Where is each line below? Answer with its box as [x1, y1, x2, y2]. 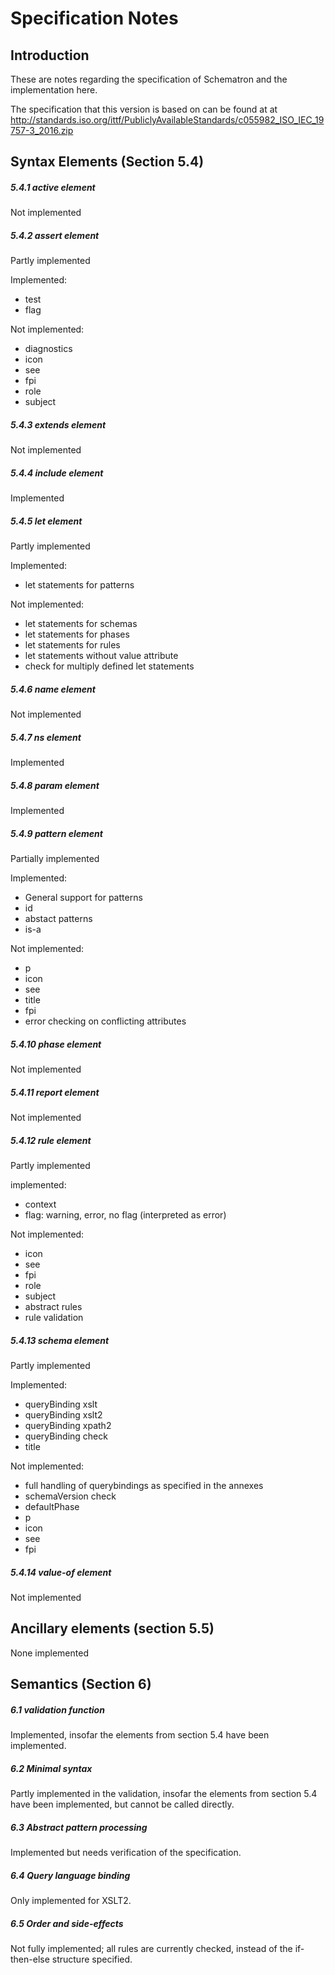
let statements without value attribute [24, 650, 179, 662]
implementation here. [10, 84, 98, 96]
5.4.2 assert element [10, 229, 100, 241]
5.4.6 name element [10, 683, 96, 695]
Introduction [10, 47, 90, 64]
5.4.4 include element [10, 467, 104, 479]
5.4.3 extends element [10, 418, 107, 431]
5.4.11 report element [10, 1086, 100, 1098]
